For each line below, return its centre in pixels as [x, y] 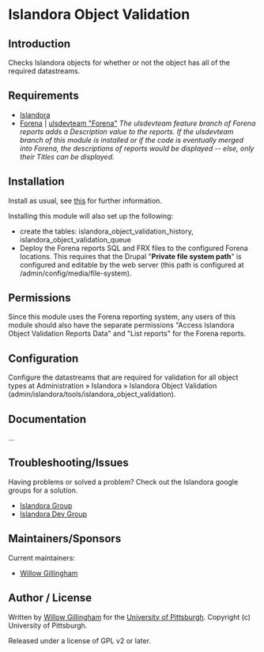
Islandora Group [46, 505]
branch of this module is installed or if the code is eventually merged [131, 140]
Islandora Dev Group [53, 514]
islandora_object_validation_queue [75, 239]
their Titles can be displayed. [67, 156]
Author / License [50, 598]
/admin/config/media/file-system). [75, 273]
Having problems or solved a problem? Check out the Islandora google [123, 482]
